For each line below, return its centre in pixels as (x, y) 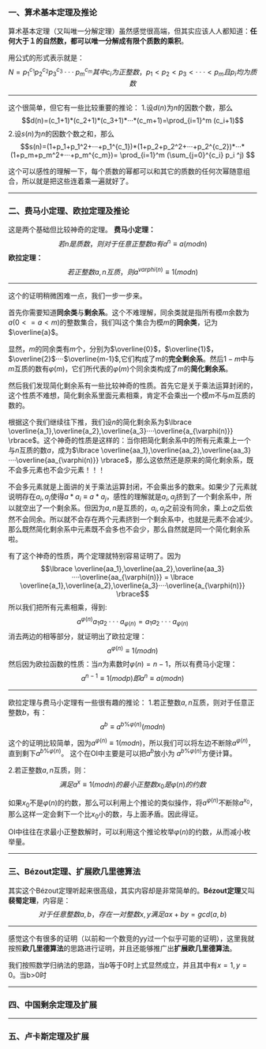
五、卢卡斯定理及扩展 (49, 1036)
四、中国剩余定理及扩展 (52, 1005)
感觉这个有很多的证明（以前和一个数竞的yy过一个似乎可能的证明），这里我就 (131, 938)
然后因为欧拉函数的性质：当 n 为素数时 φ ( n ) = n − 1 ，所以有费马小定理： (123, 664)
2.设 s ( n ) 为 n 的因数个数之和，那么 (61, 133)
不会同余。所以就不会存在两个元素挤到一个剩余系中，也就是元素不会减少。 (136, 519)
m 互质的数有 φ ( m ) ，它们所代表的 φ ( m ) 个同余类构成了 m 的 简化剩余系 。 (120, 369)
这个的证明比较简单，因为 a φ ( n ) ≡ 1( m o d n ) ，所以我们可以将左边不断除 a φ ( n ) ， (131, 743)
